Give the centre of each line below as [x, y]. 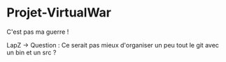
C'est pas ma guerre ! [38, 32]
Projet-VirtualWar [59, 13]
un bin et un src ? [31, 52]
